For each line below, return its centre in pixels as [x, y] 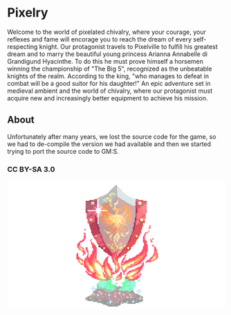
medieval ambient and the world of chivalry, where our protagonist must [110, 91]
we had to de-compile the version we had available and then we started [109, 144]
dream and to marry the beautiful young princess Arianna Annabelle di [107, 54]
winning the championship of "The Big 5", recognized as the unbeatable [110, 69]
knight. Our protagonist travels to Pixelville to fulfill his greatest [128, 46]
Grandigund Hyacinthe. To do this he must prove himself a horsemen [105, 61]
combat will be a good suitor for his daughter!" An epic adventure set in [109, 83]
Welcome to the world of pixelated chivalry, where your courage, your [107, 32]
